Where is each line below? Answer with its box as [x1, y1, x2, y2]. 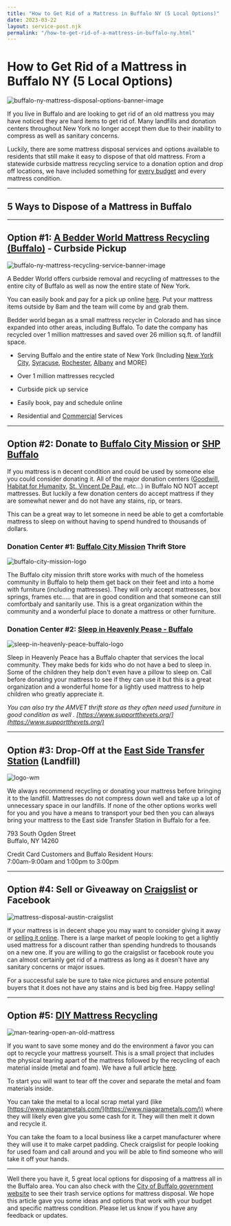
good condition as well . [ [7, 711, 79, 719]
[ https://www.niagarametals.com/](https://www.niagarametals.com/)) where [7, 1105, 223, 1113]
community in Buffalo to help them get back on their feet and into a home [7, 578, 214, 586]
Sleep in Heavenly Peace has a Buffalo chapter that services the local [7, 654, 204, 662]
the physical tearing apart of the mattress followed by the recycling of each [7, 1056, 220, 1064]
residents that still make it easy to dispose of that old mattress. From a [7, 152, 206, 160]
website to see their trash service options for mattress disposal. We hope [7, 1189, 214, 1197]
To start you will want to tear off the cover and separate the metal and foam [7, 1077, 221, 1085]
